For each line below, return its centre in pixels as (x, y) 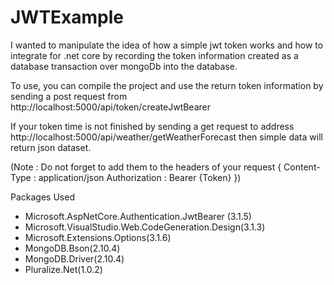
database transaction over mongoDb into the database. (124, 66)
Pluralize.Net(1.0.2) (63, 269)
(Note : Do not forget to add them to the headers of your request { (146, 167)
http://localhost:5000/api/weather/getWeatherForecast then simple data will (166, 137)
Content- (302, 167)
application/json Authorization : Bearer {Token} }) (140, 177)
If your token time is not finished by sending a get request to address (152, 126)
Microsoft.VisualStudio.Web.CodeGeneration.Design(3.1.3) (145, 227)
